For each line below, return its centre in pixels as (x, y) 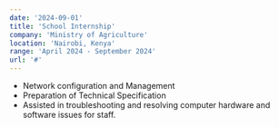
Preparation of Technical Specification (94, 95)
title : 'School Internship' (63, 26)
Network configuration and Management (99, 86)
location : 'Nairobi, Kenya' (63, 43)
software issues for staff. (69, 115)
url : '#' (26, 60)
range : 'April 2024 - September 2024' (83, 52)
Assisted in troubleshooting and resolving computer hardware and (146, 105)
